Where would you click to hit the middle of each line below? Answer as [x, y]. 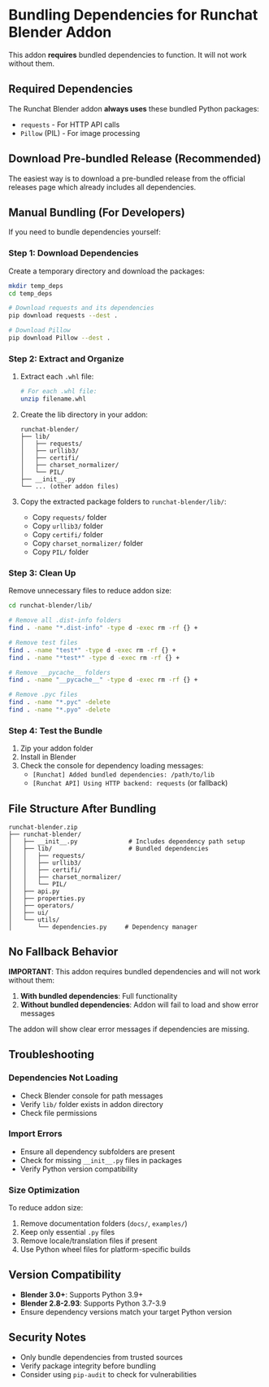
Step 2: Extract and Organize [66, 358]
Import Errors [35, 1134]
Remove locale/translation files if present [89, 1241]
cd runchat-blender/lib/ [50, 606]
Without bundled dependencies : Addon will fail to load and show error [139, 1004]
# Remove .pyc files [43, 695]
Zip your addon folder [56, 748]
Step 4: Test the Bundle [56, 730]
